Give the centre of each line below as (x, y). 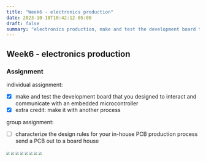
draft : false (23, 23)
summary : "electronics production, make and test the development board (101, 29)
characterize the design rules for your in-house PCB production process (106, 134)
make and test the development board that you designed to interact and (106, 96)
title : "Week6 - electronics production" (60, 12)
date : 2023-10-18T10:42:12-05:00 (49, 18)
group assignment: (30, 122)
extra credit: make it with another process (68, 110)
